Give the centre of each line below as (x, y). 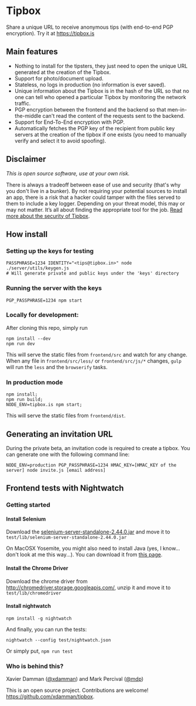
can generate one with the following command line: (68, 454)
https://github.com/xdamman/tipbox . (50, 697)
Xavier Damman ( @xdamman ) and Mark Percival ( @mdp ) (75, 679)
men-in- (177, 109)
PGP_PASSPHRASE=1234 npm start (44, 300)
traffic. (23, 103)
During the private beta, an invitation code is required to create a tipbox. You (98, 448)
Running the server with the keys (54, 288)
